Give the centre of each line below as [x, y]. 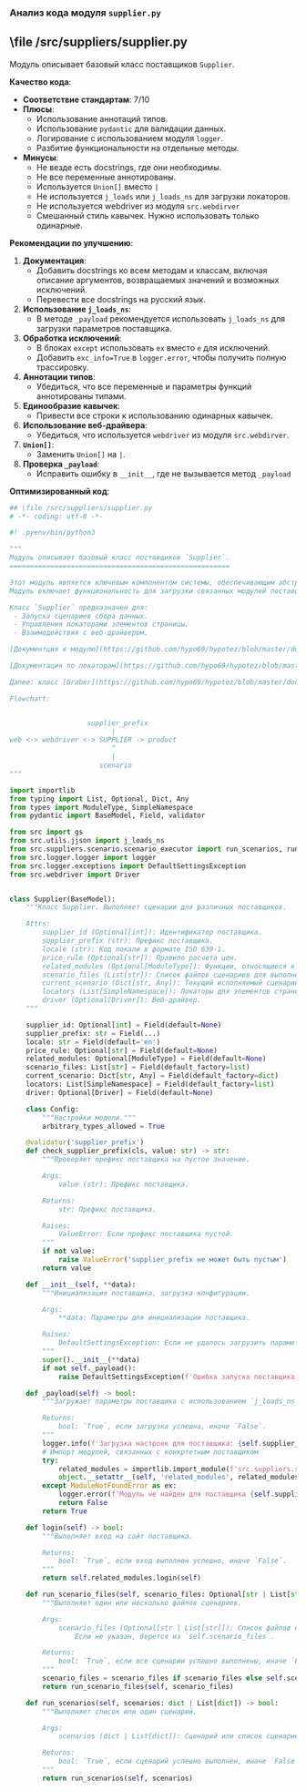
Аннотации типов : [59, 376]
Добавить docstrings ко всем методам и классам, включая [152, 270]
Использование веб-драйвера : [85, 425]
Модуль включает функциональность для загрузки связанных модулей [138, 591]
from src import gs [46, 832]
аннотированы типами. [81, 396]
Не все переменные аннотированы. [106, 177]
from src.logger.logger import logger [83, 857]
